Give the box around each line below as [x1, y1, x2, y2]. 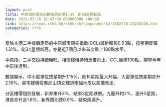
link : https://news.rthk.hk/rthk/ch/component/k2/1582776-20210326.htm [5, 21, 157, 26]
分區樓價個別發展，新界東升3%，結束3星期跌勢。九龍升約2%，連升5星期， [5, 91, 160, 97]
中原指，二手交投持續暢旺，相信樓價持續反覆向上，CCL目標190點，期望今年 [5, 57, 161, 63]
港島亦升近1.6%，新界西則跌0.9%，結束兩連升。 [5, 97, 105, 103]
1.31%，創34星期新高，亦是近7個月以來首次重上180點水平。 [5, 46, 129, 52]
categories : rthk [5, 26, 41, 31]
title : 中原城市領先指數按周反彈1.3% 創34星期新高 [5, 12, 101, 17]
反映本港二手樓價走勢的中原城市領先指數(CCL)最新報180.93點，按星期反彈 [5, 40, 158, 46]
